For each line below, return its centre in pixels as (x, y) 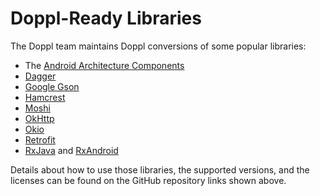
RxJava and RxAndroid (71, 150)
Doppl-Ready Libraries (106, 18)
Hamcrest (45, 97)
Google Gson (52, 86)
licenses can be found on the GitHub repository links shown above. (148, 180)
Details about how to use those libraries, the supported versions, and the (160, 169)
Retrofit (40, 139)
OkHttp (39, 118)
